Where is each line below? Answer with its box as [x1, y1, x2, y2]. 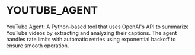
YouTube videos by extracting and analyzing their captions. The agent [6, 29, 177, 36]
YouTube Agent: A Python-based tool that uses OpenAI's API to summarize [6, 23, 190, 30]
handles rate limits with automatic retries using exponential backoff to [6, 35, 176, 43]
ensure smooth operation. [6, 42, 69, 49]
